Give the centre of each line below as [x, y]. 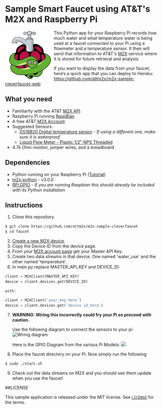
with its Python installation [39, 190]
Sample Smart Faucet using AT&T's [78, 9]
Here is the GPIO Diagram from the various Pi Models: [66, 345]
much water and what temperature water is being [103, 38]
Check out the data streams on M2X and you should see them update [82, 373]
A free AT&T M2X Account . [39, 121]
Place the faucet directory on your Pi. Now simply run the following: [80, 354]
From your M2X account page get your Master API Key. [67, 251]
